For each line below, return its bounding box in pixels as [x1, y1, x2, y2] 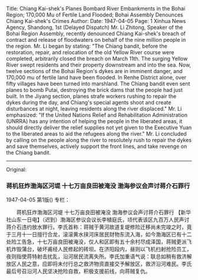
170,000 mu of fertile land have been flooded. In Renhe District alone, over [6, 74, 187, 81]
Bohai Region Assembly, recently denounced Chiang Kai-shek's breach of [6, 30, 186, 37]
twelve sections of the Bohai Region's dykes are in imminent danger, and [6, 68, 183, 74]
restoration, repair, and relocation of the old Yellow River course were [6, 49, 174, 55]
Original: [6, 166, 27, 173]
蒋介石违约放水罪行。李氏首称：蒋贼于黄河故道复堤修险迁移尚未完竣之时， [6, 223, 187, 230]
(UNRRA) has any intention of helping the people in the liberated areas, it [6, 118, 183, 124]
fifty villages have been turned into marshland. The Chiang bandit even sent [6, 80, 190, 87]
